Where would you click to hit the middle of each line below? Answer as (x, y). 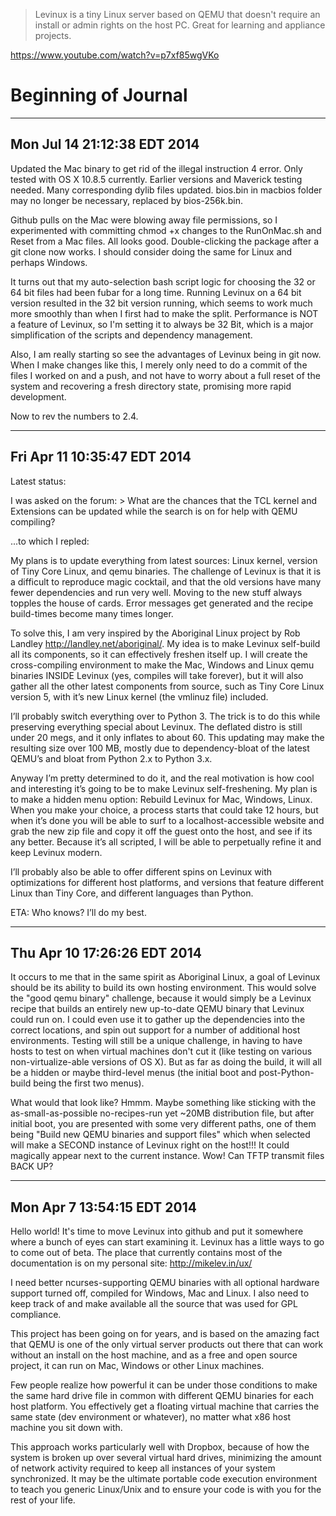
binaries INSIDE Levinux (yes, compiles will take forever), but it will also (157, 675)
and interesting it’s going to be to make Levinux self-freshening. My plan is (164, 788)
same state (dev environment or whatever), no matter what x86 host (151, 1417)
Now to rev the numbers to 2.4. (74, 416)
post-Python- (286, 1073)
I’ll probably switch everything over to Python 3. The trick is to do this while (165, 716)
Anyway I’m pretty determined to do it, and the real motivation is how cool (162, 778)
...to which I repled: (50, 541)
